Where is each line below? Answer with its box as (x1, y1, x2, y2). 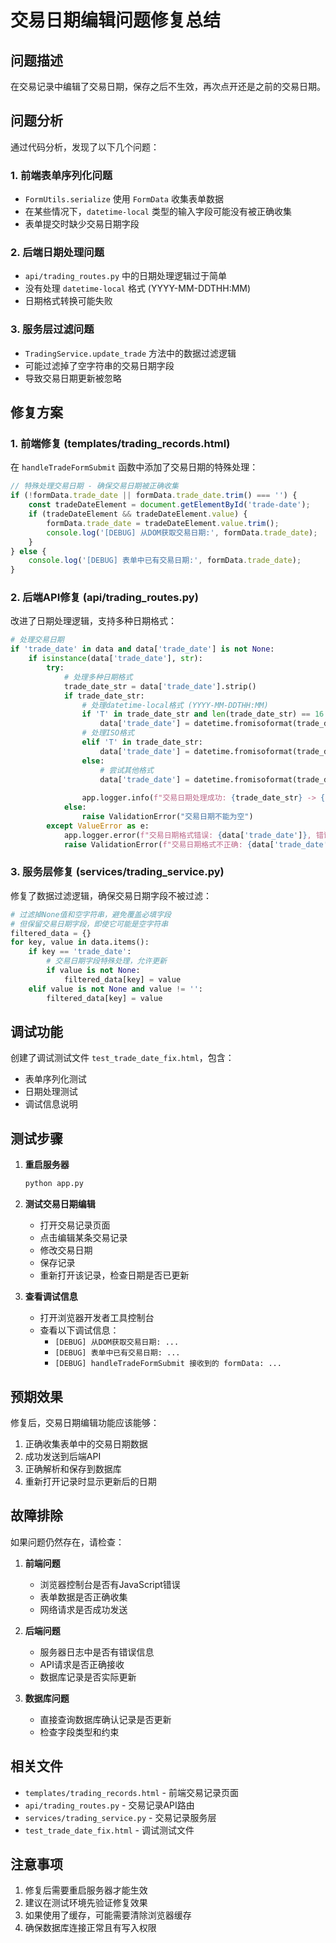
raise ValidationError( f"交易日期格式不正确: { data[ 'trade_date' (63, 839, 328, 850)
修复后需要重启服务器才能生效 (24, 1884, 148, 1896)
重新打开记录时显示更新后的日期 (24, 1475, 157, 1487)
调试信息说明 (24, 1098, 78, 1110)
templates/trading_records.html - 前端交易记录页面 (24, 1786, 239, 1798)
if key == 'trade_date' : (28, 947, 132, 957)
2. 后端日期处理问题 (10, 246, 105, 260)
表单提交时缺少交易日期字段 (24, 218, 140, 230)
